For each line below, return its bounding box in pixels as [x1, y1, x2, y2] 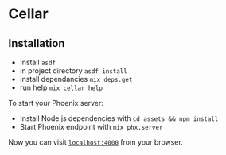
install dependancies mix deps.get [19, 75, 133, 83]
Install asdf [19, 57, 56, 67]
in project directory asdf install [19, 66, 127, 76]
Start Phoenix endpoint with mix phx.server [19, 122, 163, 131]
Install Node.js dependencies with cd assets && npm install [19, 114, 219, 123]
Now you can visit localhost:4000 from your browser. [8, 138, 183, 147]
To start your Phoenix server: [8, 99, 103, 107]
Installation [8, 37, 65, 50]
